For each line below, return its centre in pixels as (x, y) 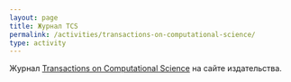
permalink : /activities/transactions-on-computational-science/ (132, 34)
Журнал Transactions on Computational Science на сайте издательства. (145, 68)
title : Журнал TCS (44, 26)
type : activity (38, 43)
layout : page (34, 18)
